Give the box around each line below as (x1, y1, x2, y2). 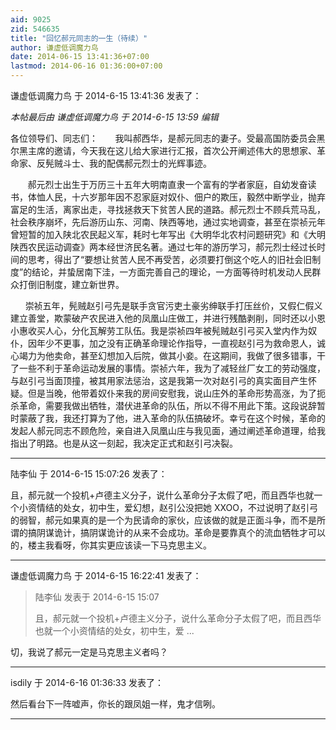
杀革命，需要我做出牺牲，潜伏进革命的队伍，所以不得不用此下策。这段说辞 (10, 400, 317, 411)
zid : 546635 (10, 24, 60, 34)
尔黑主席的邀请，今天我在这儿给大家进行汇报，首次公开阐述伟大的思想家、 (10, 145, 317, 156)
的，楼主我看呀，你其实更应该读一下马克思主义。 (10, 539, 212, 551)
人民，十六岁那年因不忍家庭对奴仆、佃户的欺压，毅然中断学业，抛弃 (44, 191, 326, 203)
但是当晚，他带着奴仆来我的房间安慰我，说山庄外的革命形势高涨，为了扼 (27, 387, 326, 399)
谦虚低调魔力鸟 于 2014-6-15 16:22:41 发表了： (10, 570, 202, 581)
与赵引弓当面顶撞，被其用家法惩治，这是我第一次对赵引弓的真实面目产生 (10, 375, 308, 386)
